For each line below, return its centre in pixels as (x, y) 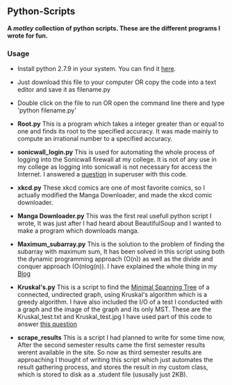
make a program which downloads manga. (78, 231)
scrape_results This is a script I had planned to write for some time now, (121, 338)
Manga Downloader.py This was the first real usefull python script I (114, 216)
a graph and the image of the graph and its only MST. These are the (114, 309)
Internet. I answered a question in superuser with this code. (102, 174)
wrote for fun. (28, 35)
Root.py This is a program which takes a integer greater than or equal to (121, 124)
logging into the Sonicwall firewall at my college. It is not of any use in (117, 160)
